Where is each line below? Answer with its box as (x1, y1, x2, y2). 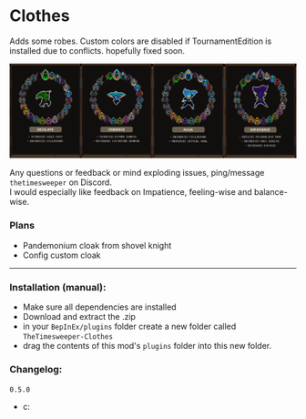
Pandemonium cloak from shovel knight (22, 240, 172, 250)
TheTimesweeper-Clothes (22, 332, 114, 342)
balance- (253, 187, 289, 198)
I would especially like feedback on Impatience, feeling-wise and (9, 187, 252, 198)
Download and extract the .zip (22, 312, 137, 322)
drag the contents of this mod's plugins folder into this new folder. (22, 341, 272, 352)
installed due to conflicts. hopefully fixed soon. (9, 45, 185, 56)
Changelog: (9, 363, 63, 375)
